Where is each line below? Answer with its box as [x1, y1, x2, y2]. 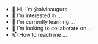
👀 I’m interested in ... [11, 12, 62, 19]
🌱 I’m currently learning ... [11, 18, 75, 25]
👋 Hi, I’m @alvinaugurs [11, 6, 68, 12]
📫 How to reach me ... [11, 32, 67, 38]
